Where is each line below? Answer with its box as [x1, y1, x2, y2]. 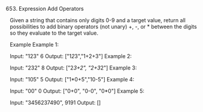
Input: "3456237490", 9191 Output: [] [10, 99, 101, 106]
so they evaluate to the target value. [10, 29, 98, 37]
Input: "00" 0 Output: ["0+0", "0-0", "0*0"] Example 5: [10, 87, 145, 95]
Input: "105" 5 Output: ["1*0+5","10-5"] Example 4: [10, 76, 135, 83]
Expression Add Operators [18, 5, 84, 12]
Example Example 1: [10, 41, 59, 48]
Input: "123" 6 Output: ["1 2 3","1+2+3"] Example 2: [10, 53, 132, 59]
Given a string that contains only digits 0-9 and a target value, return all [10, 17, 186, 23]
